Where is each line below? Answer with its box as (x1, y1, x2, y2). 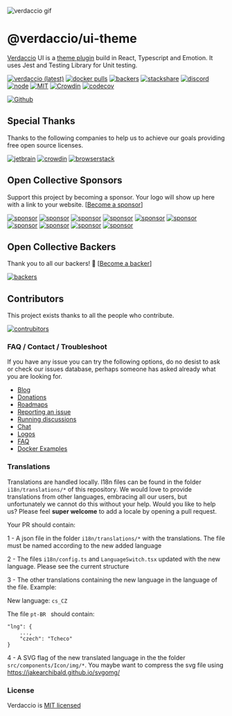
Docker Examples (17, 445, 68, 453)
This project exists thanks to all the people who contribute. (7, 312, 175, 320)
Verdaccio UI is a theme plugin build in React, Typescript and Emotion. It (7, 53, 213, 62)
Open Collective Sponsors (7, 174, 123, 186)
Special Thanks (7, 115, 75, 127)
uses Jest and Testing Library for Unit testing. (7, 61, 138, 69)
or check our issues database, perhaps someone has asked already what (7, 365, 216, 373)
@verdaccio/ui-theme (7, 31, 137, 46)
